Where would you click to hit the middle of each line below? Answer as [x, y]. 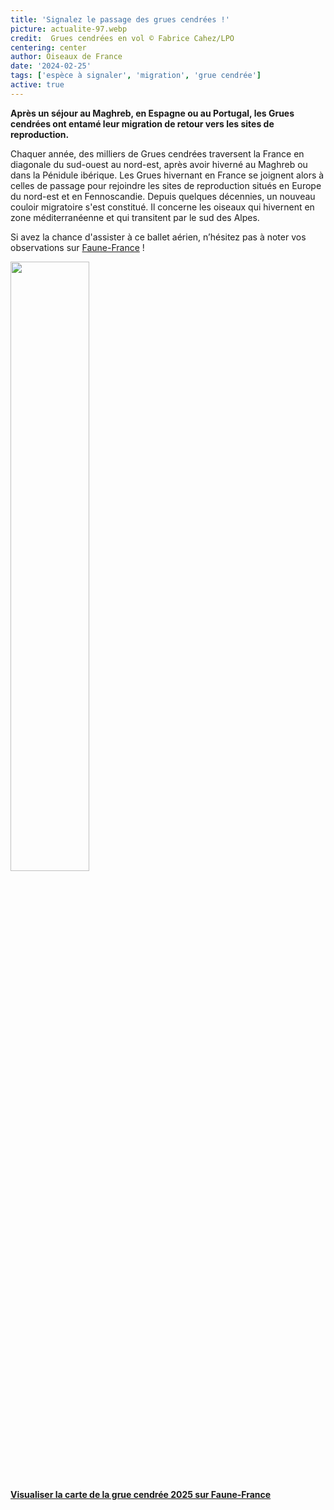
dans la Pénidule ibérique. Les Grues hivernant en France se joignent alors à [167, 175]
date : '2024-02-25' [51, 66]
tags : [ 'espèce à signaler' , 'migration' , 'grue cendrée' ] [136, 76]
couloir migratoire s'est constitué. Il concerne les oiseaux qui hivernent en [162, 207]
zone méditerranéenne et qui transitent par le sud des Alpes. [135, 217]
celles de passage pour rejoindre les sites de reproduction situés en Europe [166, 185]
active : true [37, 85]
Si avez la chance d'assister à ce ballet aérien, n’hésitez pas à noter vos [158, 237]
